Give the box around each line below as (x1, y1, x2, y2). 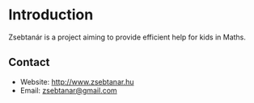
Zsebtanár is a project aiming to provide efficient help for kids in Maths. (8, 32, 247, 42)
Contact (8, 56, 50, 69)
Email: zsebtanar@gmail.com (19, 85, 117, 95)
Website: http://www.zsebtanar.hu (19, 76, 134, 86)
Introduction (8, 6, 94, 24)
